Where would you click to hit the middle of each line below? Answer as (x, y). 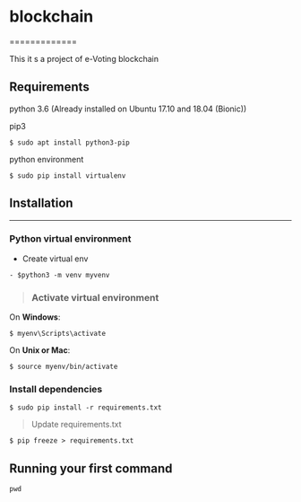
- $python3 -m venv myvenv (60, 275)
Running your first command (91, 468)
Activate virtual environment (95, 297)
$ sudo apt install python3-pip (69, 142)
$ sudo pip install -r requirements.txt (86, 408)
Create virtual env (55, 259)
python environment (47, 159)
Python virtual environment (70, 239)
